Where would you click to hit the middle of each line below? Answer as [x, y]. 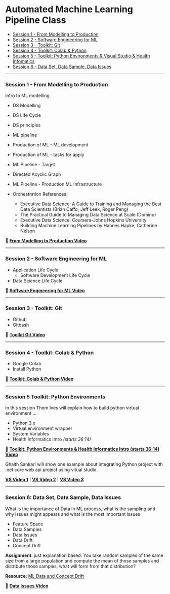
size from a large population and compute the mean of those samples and [82, 560]
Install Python [27, 369]
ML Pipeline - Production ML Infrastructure [57, 184]
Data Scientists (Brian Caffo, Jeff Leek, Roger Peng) [74, 209]
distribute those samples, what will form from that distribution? [70, 566]
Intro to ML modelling [27, 96]
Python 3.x [24, 423]
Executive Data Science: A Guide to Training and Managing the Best [91, 204]
